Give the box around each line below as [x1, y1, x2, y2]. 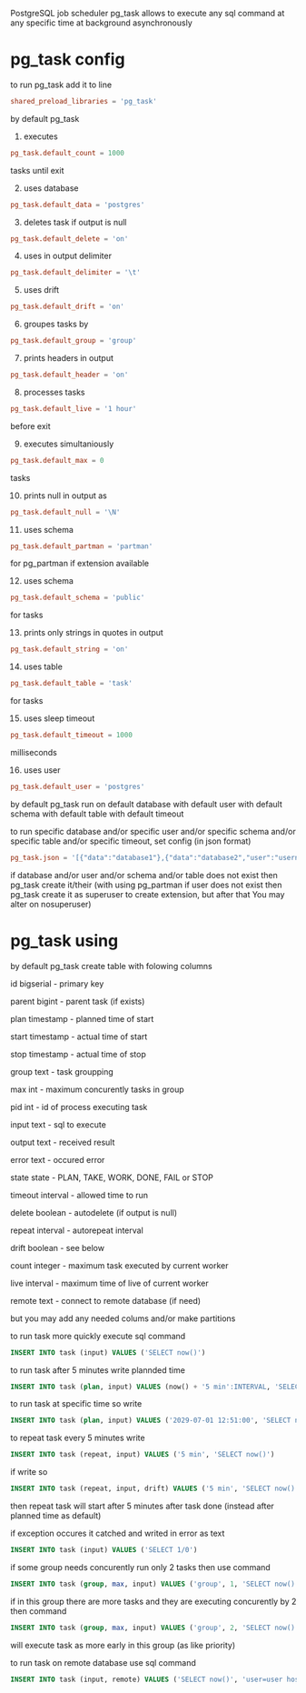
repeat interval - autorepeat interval [10, 1225, 143, 1236]
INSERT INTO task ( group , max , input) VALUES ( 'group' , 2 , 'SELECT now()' [10, 1623, 300, 1632]
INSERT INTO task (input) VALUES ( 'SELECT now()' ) [10, 1347, 206, 1357]
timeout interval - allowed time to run [10, 1189, 149, 1200]
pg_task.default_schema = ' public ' [10, 593, 145, 603]
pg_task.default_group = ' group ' [10, 336, 137, 346]
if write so [10, 1467, 48, 1478]
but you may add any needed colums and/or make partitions [10, 1313, 236, 1324]
